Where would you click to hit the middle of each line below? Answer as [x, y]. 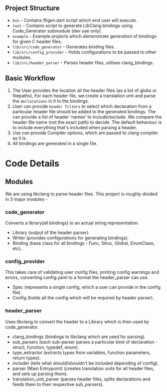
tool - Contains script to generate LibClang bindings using [73, 25]
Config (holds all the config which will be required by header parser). [83, 298]
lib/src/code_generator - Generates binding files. [64, 46]
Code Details [32, 163]
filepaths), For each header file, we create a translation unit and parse [84, 96]
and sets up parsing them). [40, 374]
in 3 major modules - [27, 199]
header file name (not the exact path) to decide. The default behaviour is [87, 122]
